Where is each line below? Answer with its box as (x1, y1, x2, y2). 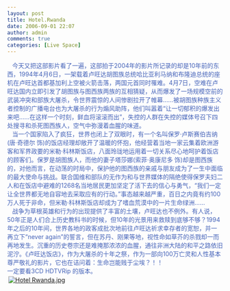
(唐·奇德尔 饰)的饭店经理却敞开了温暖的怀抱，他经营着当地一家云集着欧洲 (7, 138, 214, 147)
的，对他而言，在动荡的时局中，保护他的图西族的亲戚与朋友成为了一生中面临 (7, 164, 223, 172)
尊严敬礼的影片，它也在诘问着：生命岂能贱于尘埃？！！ (7, 258, 163, 266)
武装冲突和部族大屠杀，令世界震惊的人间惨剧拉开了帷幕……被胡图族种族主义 (7, 96, 222, 103)
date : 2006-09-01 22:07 (7, 23, 75, 29)
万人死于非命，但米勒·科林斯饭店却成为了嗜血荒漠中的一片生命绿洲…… (7, 199, 205, 206)
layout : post (7, 10, 44, 17)
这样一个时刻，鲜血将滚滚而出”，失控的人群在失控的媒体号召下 (35, 113, 212, 121)
